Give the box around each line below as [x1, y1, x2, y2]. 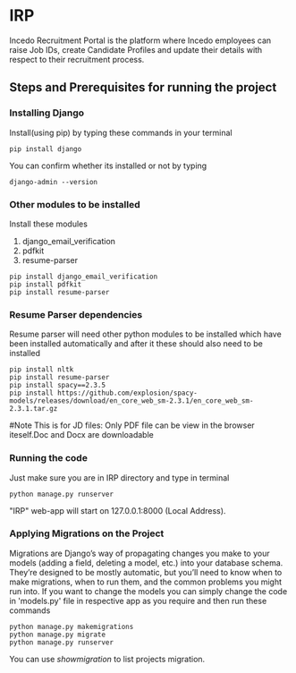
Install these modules [9, 218, 88, 229]
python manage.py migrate [9, 630, 106, 639]
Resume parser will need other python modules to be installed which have [9, 328, 282, 340]
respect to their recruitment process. [9, 54, 145, 64]
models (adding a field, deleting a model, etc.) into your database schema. [9, 557, 283, 568]
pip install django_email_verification [9, 272, 158, 281]
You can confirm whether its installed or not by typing [9, 160, 207, 171]
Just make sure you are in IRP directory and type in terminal [9, 472, 230, 483]
